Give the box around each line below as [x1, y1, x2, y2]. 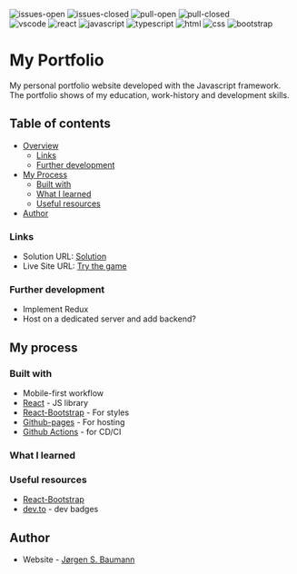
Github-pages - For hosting [22, 417, 125, 428]
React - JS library [22, 398, 89, 409]
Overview [22, 140, 59, 151]
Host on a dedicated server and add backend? [22, 313, 197, 324]
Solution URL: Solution [22, 251, 107, 262]
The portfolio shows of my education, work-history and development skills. [9, 89, 290, 100]
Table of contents [9, 116, 111, 132]
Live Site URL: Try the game [22, 261, 127, 272]
